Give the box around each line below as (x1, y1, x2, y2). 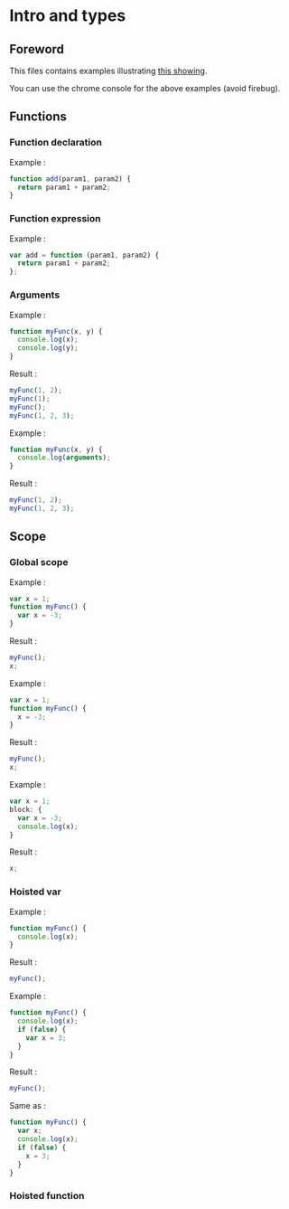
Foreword (9, 42, 65, 57)
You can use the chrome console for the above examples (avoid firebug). (9, 83, 281, 93)
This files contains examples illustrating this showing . (9, 65, 208, 76)
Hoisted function (9, 1190, 85, 1203)
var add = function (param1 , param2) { (9, 250, 160, 260)
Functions (9, 109, 68, 125)
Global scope (9, 556, 69, 569)
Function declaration (9, 137, 102, 149)
